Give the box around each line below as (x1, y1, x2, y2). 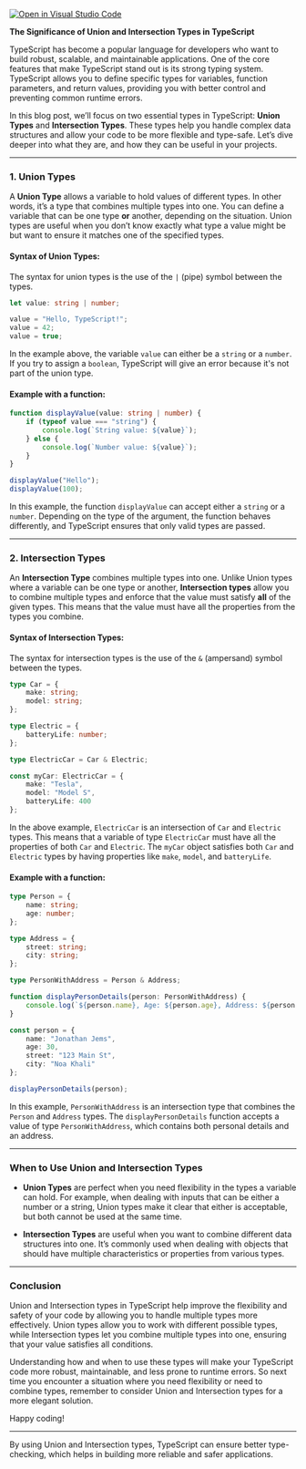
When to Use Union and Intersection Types (9, 1161, 203, 1174)
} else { (25, 434, 59, 443)
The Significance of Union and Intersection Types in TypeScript (9, 26, 255, 36)
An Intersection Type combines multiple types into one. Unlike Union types (9, 573, 293, 584)
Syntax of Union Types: (9, 251, 100, 262)
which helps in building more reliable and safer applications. (48, 1449, 273, 1460)
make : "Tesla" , (25, 780, 84, 789)
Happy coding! (9, 1413, 66, 1424)
